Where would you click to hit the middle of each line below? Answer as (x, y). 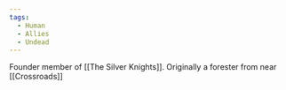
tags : (19, 17)
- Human (32, 26)
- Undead (33, 42)
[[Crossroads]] (36, 77)
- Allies (33, 34)
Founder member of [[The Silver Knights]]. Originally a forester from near (143, 67)
